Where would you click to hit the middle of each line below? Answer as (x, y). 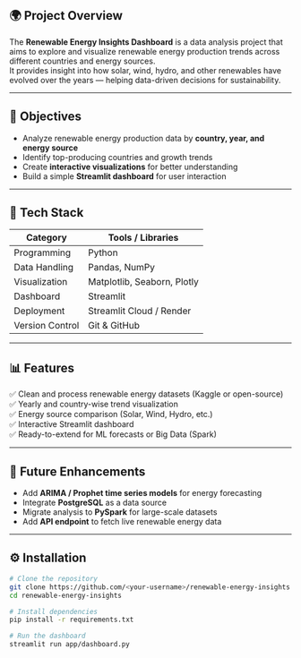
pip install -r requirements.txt (72, 620)
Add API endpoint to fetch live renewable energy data (122, 522)
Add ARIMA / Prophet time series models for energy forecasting (142, 493)
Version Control (47, 326)
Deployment (39, 311)
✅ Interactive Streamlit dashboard (72, 424)
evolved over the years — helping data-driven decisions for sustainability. (145, 80)
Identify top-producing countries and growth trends (117, 157)
